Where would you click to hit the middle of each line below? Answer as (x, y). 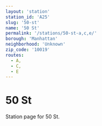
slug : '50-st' (23, 22)
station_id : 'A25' (28, 17)
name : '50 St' (23, 28)
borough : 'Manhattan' (32, 39)
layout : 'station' (28, 11)
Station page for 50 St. (33, 117)
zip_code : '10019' (28, 50)
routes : (15, 55)
